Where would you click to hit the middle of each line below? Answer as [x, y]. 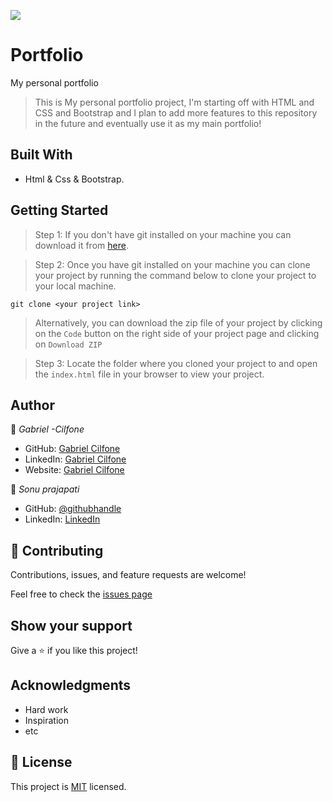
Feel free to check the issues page [81, 594]
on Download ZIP [68, 344]
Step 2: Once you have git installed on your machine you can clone [172, 264]
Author [32, 405]
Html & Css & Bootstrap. [74, 179]
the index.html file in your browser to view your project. [149, 374]
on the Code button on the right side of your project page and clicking [177, 333]
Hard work [46, 709]
